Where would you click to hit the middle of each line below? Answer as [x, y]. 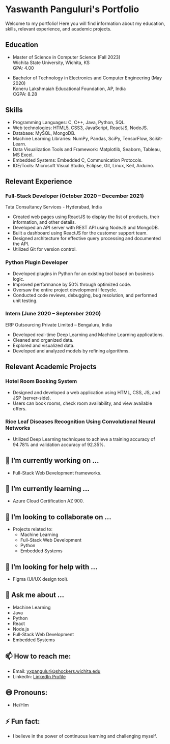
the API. [21, 244]
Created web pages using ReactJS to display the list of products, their [86, 217]
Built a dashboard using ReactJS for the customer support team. [80, 233]
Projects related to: [32, 529]
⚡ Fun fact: [23, 721]
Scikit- [156, 138]
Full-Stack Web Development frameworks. [57, 473]
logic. [18, 279]
